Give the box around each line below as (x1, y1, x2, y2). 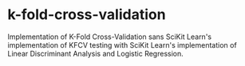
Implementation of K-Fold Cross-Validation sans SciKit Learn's (7, 32, 212, 41)
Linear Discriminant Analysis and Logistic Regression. (7, 49, 184, 58)
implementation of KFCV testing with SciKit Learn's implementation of (7, 40, 237, 49)
